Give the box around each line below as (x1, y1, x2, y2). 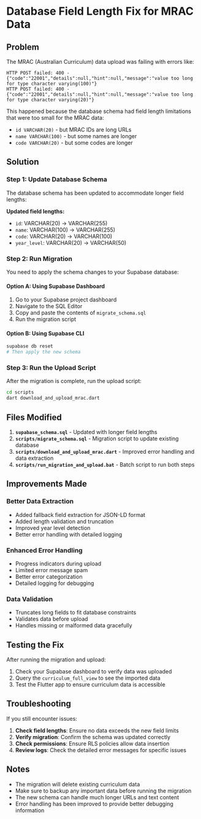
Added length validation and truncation (15, 518, 114, 525)
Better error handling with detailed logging (15, 530, 123, 538)
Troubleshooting (6, 699, 72, 709)
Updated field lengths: (6, 208, 65, 215)
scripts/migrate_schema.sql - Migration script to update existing (15, 435, 179, 442)
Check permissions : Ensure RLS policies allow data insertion (15, 740, 170, 747)
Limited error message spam (15, 566, 88, 573)
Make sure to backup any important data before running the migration (15, 787, 192, 794)
